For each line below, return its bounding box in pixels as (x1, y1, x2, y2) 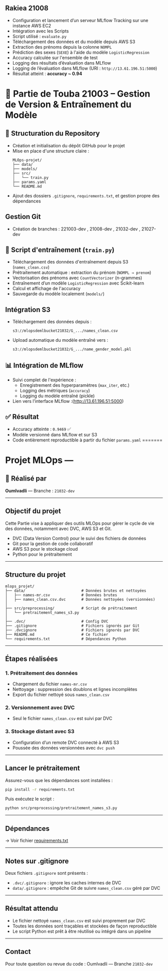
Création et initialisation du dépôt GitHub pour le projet (12, 142, 125, 148)
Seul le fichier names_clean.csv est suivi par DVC (12, 715, 112, 721)
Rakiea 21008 (5, 4, 48, 13)
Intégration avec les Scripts (12, 28, 69, 34)
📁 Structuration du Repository (5, 129, 100, 138)
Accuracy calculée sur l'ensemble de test (12, 55, 98, 61)
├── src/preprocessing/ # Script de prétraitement (5, 606, 137, 611)
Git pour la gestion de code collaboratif (12, 541, 93, 547)
